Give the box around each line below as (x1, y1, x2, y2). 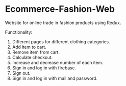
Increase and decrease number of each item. (12, 59, 103, 65)
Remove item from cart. (12, 49, 60, 55)
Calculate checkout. (12, 54, 53, 60)
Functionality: (5, 29, 33, 35)
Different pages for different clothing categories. (12, 38, 110, 45)
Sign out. (12, 70, 31, 76)
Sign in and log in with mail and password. (12, 75, 98, 81)
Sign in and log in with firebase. (12, 65, 76, 71)
